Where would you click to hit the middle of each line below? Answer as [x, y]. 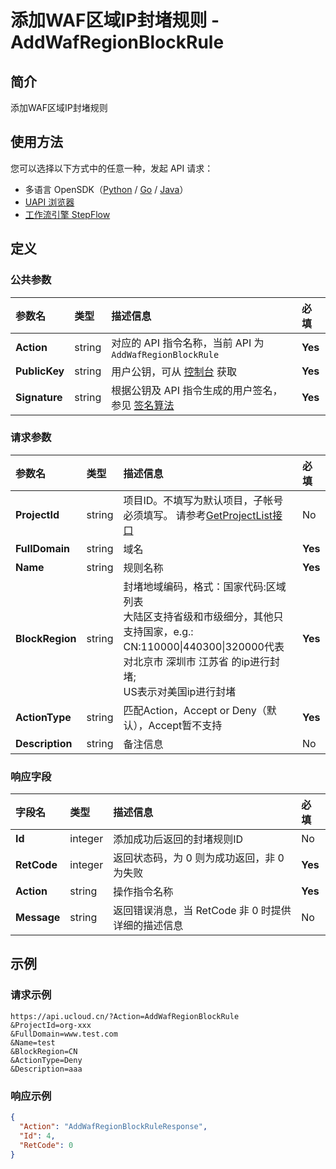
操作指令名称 [143, 892]
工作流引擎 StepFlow [67, 214]
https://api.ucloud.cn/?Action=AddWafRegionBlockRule [125, 1016]
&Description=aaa [46, 1069]
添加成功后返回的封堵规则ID [178, 839]
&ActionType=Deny [46, 1060]
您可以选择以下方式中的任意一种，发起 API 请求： [112, 168]
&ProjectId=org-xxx [51, 1025]
